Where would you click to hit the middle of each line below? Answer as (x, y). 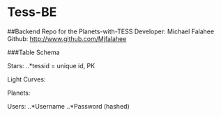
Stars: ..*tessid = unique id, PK (51, 65)
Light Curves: (26, 79)
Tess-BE (32, 12)
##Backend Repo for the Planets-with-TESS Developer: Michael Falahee (111, 31)
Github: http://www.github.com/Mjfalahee (67, 38)
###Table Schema (34, 52)
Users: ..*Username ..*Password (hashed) (69, 106)
